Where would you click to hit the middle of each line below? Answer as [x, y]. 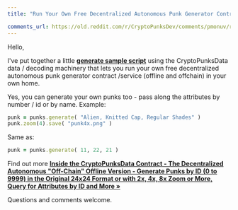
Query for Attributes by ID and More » [64, 186]
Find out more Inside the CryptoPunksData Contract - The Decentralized [115, 164]
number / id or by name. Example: [57, 104]
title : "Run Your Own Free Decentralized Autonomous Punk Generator [110, 14]
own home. [24, 83]
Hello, [16, 47]
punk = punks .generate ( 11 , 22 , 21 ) [63, 150]
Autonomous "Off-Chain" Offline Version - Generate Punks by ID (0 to [112, 171]
